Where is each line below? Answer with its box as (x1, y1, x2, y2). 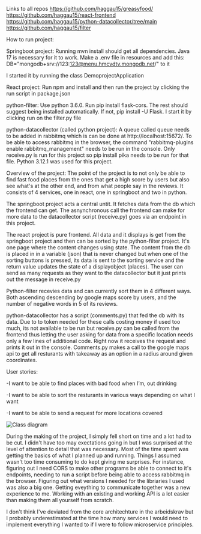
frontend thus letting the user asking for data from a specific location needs (6, 331, 193, 338)
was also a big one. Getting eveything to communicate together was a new (6, 484, 191, 491)
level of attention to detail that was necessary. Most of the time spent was (6, 446, 189, 452)
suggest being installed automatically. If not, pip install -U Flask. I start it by (6, 108, 192, 115)
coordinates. (6, 357, 37, 363)
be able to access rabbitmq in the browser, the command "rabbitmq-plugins (6, 139, 194, 146)
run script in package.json (6, 90, 71, 97)
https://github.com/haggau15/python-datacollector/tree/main (6, 18, 157, 25)
